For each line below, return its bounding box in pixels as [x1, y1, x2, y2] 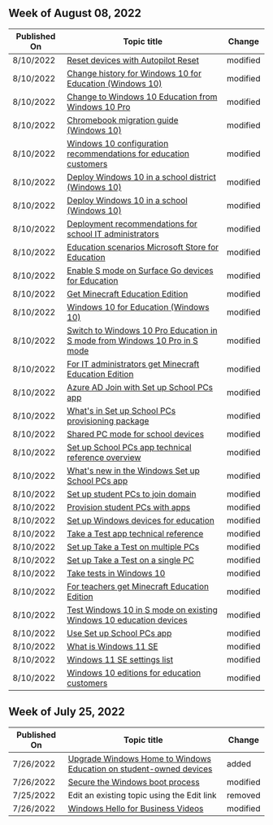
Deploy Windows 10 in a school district [67, 171, 217, 182]
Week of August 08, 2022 [8, 7, 142, 20]
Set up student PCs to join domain [67, 488, 197, 499]
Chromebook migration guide [67, 114, 179, 125]
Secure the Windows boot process [67, 776, 201, 788]
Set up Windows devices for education [67, 515, 215, 526]
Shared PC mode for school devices [67, 428, 205, 440]
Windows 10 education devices [67, 614, 188, 625]
